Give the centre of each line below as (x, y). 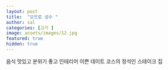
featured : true (25, 38)
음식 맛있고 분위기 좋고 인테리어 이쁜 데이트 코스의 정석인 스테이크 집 (84, 61)
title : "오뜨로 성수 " (32, 17)
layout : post (22, 11)
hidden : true (22, 44)
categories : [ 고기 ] (30, 28)
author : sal (21, 22)
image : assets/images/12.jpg (42, 33)
